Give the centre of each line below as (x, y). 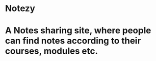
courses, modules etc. (52, 51)
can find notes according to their (73, 41)
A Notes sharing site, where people (78, 31)
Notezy (20, 8)
